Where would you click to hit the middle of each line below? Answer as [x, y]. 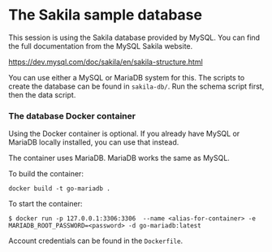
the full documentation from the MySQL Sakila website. [101, 46]
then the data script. [42, 94]
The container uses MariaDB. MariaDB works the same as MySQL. [119, 158]
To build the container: [46, 174]
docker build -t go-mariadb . [60, 189]
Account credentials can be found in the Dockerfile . [96, 241]
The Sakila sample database [106, 15]
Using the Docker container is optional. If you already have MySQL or [124, 134]
